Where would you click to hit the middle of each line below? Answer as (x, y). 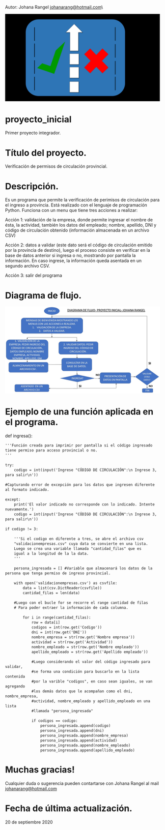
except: (13, 499)
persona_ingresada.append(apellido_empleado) (87, 750)
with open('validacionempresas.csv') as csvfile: (66, 583)
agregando (15, 686)
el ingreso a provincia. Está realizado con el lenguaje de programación (76, 205)
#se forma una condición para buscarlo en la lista (85, 671)
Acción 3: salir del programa (34, 275)
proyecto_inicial (38, 119)
